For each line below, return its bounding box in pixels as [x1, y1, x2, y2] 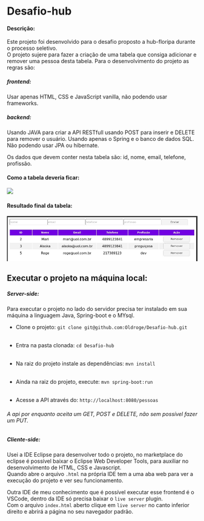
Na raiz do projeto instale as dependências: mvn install [15, 360, 156, 367]
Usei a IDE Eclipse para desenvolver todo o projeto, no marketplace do [7, 451, 183, 458]
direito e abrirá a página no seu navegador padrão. [7, 508, 134, 515]
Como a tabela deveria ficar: [7, 174, 80, 181]
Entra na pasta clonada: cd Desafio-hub [15, 342, 114, 349]
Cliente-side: [7, 435, 41, 443]
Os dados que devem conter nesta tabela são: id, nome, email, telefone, [7, 154, 186, 161]
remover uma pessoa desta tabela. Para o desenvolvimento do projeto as [7, 58, 189, 65]
